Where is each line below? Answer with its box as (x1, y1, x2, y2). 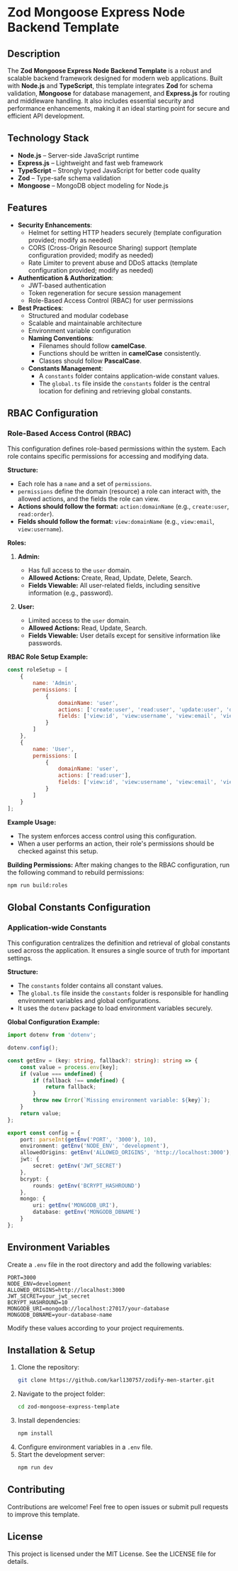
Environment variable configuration (28, 326, 131, 334)
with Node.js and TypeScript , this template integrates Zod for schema (7, 82, 213, 89)
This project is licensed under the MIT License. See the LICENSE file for (7, 1549, 217, 1558)
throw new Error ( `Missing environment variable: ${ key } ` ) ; (33, 1097, 211, 1104)
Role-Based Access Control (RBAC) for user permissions (28, 296, 193, 305)
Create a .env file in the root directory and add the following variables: (7, 1260, 212, 1269)
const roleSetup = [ (7, 667, 69, 674)
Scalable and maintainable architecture (28, 319, 142, 327)
